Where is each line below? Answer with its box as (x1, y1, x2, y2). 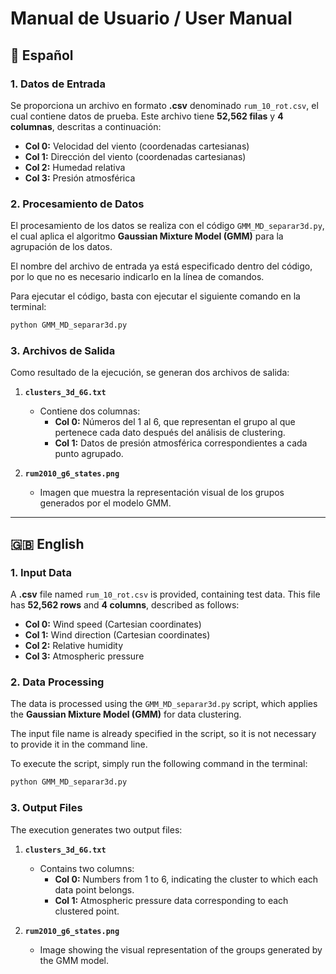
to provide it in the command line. (10, 738, 148, 751)
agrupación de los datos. (10, 241, 113, 253)
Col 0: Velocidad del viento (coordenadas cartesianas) (24, 140, 250, 152)
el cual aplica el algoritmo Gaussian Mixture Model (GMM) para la (10, 230, 284, 242)
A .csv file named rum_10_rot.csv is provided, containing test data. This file (10, 588, 321, 601)
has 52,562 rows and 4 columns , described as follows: (10, 599, 240, 611)
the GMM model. (39, 954, 110, 966)
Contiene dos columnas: (39, 405, 141, 417)
